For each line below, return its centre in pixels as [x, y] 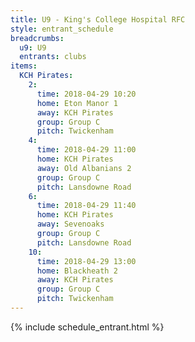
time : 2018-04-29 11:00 [86, 150]
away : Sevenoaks [70, 224]
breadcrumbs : [37, 38]
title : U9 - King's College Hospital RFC [98, 19]
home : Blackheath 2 [77, 271]
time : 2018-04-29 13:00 [86, 261]
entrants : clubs [53, 57]
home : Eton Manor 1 [77, 103]
